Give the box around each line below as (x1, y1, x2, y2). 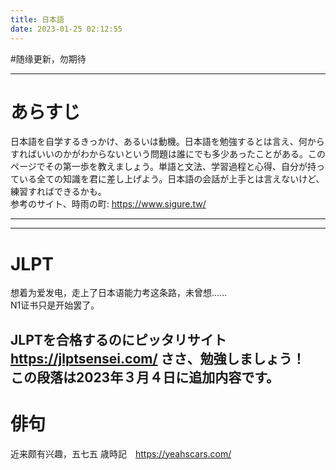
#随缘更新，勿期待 (10, 52, 87, 65)
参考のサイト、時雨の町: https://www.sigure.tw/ (10, 198, 207, 210)
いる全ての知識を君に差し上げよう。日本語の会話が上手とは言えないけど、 (18, 173, 325, 185)
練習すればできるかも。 (10, 186, 107, 198)
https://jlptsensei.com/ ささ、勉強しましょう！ (10, 350, 306, 367)
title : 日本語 (10, 14, 65, 25)
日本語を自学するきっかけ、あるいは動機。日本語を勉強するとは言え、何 (10, 136, 308, 148)
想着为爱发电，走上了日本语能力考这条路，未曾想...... (10, 287, 228, 299)
